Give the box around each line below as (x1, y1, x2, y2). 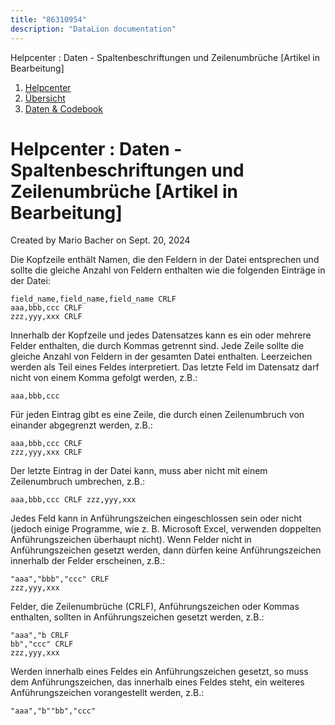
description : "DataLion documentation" (10, 24, 177, 34)
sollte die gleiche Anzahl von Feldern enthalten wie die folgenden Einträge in (10, 264, 326, 276)
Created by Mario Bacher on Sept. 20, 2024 (10, 234, 191, 246)
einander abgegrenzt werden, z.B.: (10, 419, 153, 431)
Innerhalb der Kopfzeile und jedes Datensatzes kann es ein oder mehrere (10, 329, 312, 341)
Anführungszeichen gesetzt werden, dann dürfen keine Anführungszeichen (10, 544, 322, 556)
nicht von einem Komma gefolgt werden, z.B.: (10, 372, 198, 384)
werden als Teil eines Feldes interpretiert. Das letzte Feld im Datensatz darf (10, 361, 320, 373)
